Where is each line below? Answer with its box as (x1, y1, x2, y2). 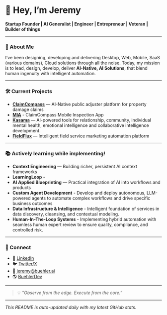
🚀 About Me (5, 43, 34, 50)
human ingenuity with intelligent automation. (5, 71, 96, 77)
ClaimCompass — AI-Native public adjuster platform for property (12, 101, 147, 107)
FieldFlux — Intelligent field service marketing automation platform (12, 133, 150, 139)
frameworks (12, 169, 37, 175)
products (12, 184, 31, 191)
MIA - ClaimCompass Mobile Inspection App (12, 111, 104, 117)
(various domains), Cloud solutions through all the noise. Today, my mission (5, 60, 160, 66)
